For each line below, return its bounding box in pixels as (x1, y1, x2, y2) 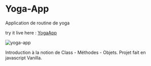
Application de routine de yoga (5, 20, 70, 26)
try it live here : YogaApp (5, 29, 57, 36)
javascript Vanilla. (5, 54, 42, 61)
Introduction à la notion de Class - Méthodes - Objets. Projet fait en (5, 49, 146, 55)
